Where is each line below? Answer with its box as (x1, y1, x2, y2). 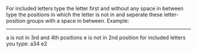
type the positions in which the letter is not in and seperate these (6, 11, 163, 18)
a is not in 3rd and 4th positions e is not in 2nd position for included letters (6, 34, 186, 41)
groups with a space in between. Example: (26, 17, 130, 24)
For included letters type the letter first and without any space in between (6, 5, 184, 12)
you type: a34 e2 (6, 40, 47, 47)
